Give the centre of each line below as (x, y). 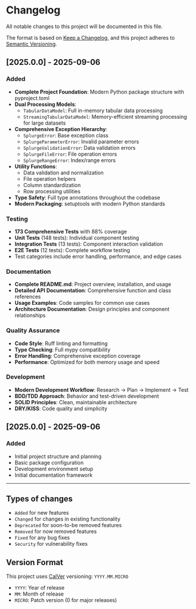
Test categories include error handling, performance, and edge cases (98, 256)
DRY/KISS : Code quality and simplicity (61, 408)
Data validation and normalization (63, 173)
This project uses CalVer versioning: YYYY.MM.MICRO (67, 576)
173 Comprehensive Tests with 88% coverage (71, 231)
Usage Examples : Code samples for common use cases (82, 303)
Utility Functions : (36, 166)
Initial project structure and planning (58, 456)
